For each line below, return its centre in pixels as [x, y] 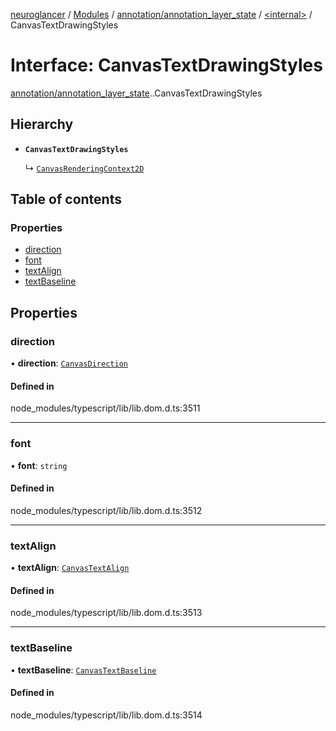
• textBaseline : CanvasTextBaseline [83, 670]
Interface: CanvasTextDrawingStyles [166, 65]
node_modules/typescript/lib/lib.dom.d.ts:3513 [106, 613]
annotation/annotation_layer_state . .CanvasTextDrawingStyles [136, 93]
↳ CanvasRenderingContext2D [84, 168]
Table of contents [66, 199]
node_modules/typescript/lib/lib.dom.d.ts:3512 [106, 510]
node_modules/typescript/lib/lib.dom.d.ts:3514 [106, 715]
